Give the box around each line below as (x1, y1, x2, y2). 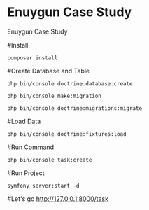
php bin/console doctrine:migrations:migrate (7, 104, 142, 112)
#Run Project (7, 169, 45, 177)
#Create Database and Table (7, 66, 90, 75)
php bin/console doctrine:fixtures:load (7, 130, 127, 137)
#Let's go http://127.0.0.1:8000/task (7, 194, 109, 203)
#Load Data (7, 117, 41, 125)
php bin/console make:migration (7, 92, 101, 99)
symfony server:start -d (7, 182, 80, 189)
